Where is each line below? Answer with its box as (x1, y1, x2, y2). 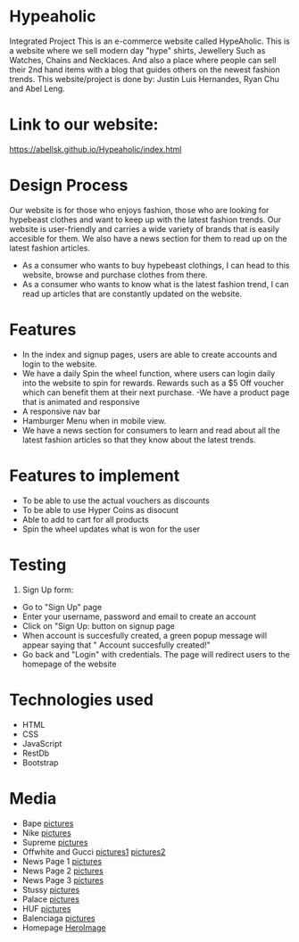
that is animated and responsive (21, 396, 140, 407)
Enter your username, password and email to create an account (21, 611, 256, 622)
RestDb (21, 748, 50, 758)
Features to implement (9, 466, 180, 485)
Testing (9, 555, 67, 574)
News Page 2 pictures (21, 865, 104, 876)
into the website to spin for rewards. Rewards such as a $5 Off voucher (21, 377, 284, 388)
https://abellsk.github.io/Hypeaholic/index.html (9, 144, 182, 154)
